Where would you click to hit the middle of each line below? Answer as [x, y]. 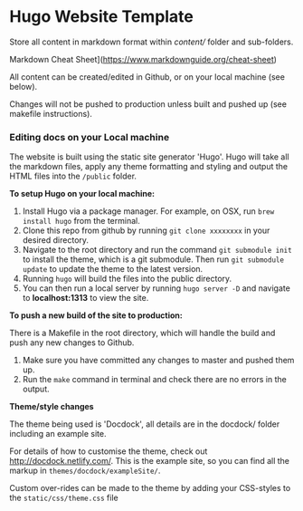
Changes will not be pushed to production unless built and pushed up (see [148, 104]
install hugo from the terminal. [81, 221]
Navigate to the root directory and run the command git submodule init [157, 250]
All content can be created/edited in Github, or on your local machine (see [147, 77]
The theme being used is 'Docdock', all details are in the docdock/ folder [145, 424]
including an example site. [58, 434]
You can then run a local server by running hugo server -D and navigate [156, 288]
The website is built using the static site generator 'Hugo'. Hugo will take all [149, 157]
